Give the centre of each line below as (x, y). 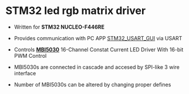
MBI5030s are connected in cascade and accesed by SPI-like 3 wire (97, 67)
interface (25, 73)
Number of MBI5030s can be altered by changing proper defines (92, 84)
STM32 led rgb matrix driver (76, 11)
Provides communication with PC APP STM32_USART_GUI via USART (98, 38)
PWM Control (30, 55)
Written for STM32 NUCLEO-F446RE (59, 27)
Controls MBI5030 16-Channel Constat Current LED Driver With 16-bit (99, 49)
